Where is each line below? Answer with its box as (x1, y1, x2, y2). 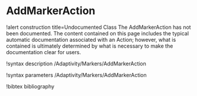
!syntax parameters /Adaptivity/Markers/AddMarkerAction (6, 71, 147, 78)
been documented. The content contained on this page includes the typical (6, 29, 189, 37)
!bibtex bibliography (6, 82, 55, 90)
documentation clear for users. (6, 48, 81, 55)
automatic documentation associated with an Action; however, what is (6, 36, 176, 43)
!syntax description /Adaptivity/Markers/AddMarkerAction (6, 60, 146, 67)
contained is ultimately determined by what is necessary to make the (6, 42, 173, 49)
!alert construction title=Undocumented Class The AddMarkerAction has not (6, 24, 191, 31)
